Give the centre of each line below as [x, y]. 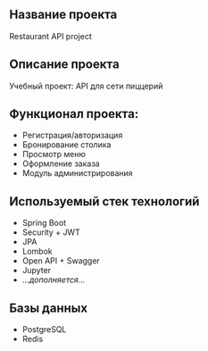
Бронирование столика [67, 145]
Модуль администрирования [77, 173]
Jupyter [37, 271]
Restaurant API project [50, 36]
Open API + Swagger [61, 261]
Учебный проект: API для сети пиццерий [86, 86]
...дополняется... [54, 280]
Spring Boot [44, 223]
